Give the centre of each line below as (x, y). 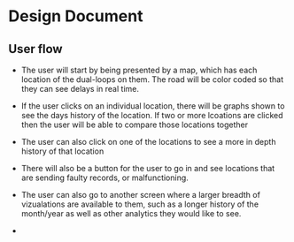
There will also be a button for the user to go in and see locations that (148, 168)
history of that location (62, 151)
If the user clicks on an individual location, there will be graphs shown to (153, 106)
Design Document (76, 16)
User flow (35, 49)
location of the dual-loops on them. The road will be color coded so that (152, 79)
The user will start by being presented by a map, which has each (139, 70)
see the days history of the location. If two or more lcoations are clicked (152, 115)
